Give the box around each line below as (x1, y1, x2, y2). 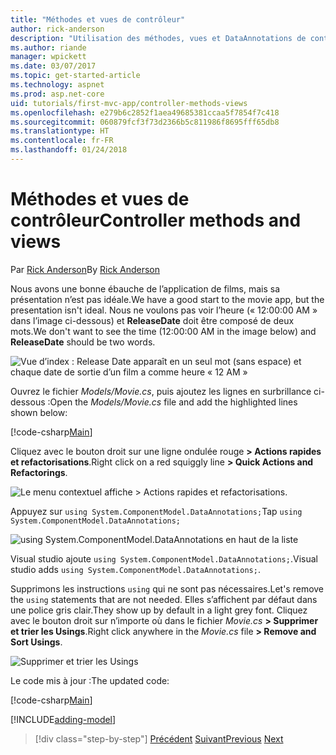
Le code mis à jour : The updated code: (10, 674, 170, 686)
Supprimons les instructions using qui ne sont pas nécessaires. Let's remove (10, 582, 325, 595)
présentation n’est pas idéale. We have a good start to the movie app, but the (10, 293, 325, 305)
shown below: (10, 406, 68, 418)
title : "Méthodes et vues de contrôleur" (10, 14, 186, 25)
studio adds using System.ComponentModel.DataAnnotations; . (10, 563, 261, 575)
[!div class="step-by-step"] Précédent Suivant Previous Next (34, 732, 284, 745)
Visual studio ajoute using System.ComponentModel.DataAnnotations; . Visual (10, 552, 318, 565)
